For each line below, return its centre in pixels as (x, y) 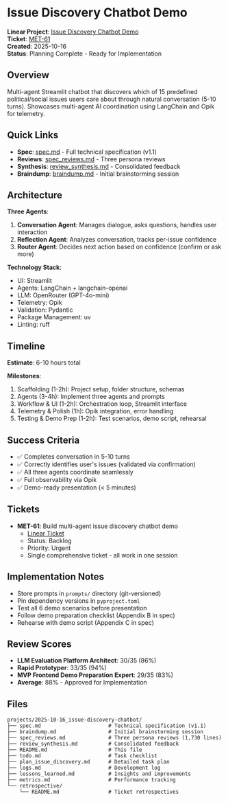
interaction (32, 232)
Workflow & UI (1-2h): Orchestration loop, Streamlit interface (102, 404)
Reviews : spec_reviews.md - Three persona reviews (91, 159)
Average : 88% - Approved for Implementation (82, 683)
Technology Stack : (34, 267)
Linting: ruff (33, 325)
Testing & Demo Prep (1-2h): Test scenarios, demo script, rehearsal (112, 419)
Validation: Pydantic (45, 310)
